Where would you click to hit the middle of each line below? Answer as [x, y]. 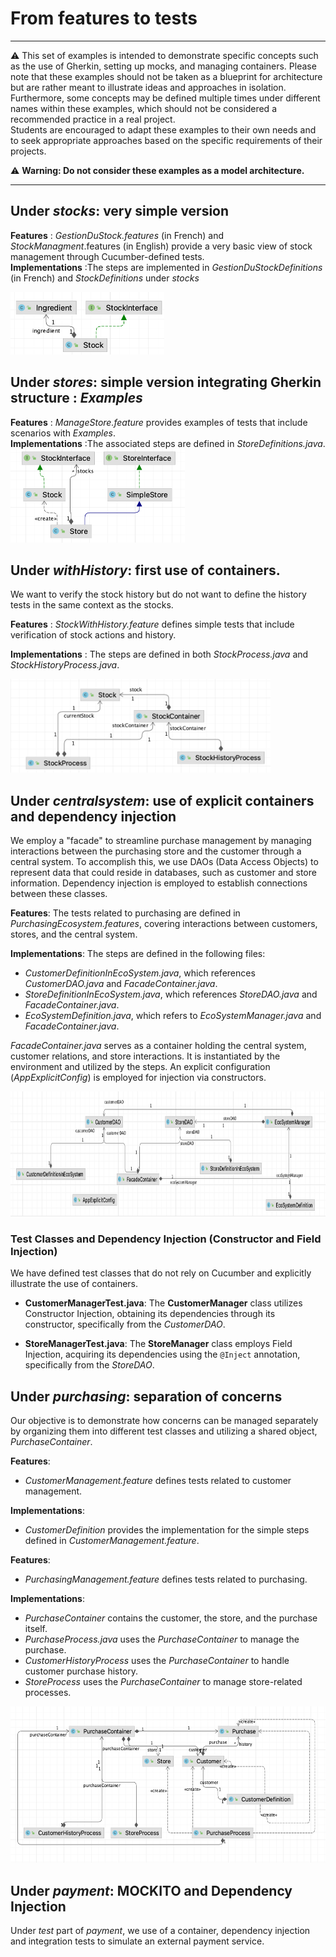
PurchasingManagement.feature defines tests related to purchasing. [166, 1579]
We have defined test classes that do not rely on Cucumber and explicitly [161, 1273]
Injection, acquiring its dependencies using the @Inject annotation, [162, 1354]
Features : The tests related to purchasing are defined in [125, 913]
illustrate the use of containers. [74, 1284]
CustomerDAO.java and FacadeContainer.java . [121, 984]
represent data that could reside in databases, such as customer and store [163, 873]
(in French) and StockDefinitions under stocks [105, 278]
